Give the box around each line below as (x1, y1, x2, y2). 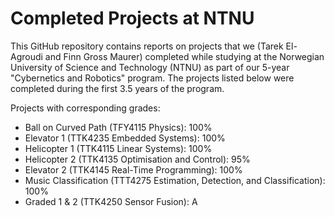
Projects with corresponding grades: (10, 102, 161, 114)
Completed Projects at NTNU (10, 7, 255, 30)
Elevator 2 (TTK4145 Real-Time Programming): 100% (24, 163, 243, 176)
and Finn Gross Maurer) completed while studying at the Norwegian (44, 50, 325, 62)
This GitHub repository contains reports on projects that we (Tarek (10, 40, 284, 52)
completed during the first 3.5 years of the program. (10, 82, 225, 94)
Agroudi (10, 50, 43, 62)
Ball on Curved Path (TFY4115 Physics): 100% (24, 121, 213, 133)
